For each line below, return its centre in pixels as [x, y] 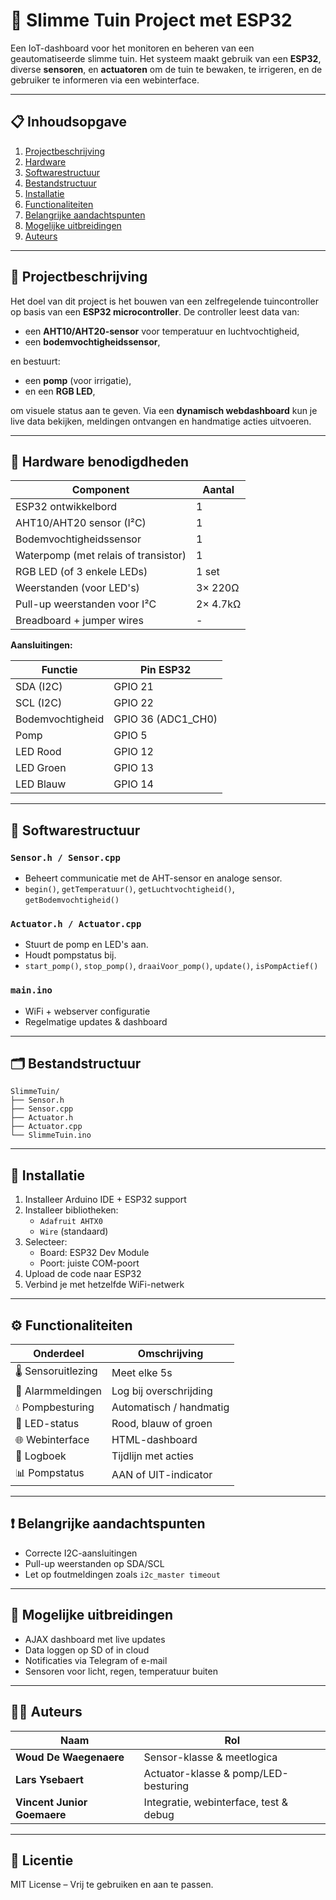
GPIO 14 [133, 784]
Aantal [218, 490]
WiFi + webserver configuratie [87, 1011]
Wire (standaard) [74, 1231]
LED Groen [41, 768]
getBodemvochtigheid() [72, 900]
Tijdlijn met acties [153, 1456]
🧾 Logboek [41, 1456]
